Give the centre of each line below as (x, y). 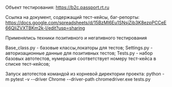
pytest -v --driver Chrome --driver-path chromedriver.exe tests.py (81, 79)
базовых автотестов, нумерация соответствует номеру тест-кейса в (81, 59)
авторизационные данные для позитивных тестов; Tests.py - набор (79, 53)
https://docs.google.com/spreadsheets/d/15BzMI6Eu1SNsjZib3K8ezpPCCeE (86, 23)
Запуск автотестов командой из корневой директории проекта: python (83, 74)
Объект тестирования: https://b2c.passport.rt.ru (57, 7)
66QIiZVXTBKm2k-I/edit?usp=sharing (45, 28)
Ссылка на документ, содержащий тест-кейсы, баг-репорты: (72, 17)
